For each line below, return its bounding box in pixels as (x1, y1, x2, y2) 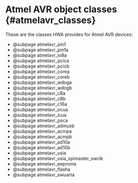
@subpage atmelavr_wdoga (12, 79, 72, 85)
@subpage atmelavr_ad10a (12, 139, 70, 145)
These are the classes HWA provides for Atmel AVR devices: (5, 31, 133, 37)
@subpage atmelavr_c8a (12, 90, 66, 96)
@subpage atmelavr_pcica (12, 57, 69, 63)
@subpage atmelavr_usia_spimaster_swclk (12, 155, 104, 162)
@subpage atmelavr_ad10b (12, 144, 70, 150)
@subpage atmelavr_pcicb (12, 63, 70, 69)
